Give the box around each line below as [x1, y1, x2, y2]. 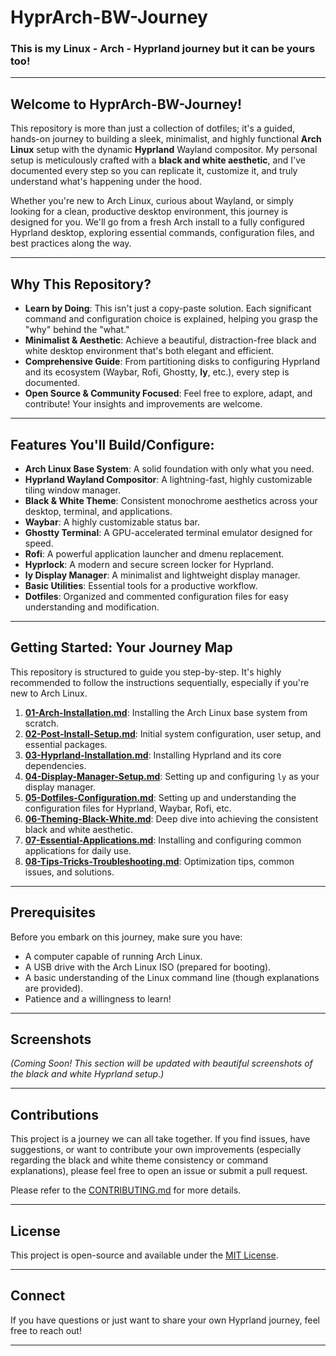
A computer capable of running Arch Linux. [24, 950, 203, 962]
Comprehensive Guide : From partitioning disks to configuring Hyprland [24, 356, 321, 368]
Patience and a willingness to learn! [24, 992, 172, 1005]
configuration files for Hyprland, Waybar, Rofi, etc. [24, 802, 232, 814]
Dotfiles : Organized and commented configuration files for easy [24, 590, 289, 602]
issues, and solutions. [24, 866, 115, 878]
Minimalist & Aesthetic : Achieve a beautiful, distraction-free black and [24, 334, 317, 346]
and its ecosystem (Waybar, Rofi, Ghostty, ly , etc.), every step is [24, 366, 290, 378]
